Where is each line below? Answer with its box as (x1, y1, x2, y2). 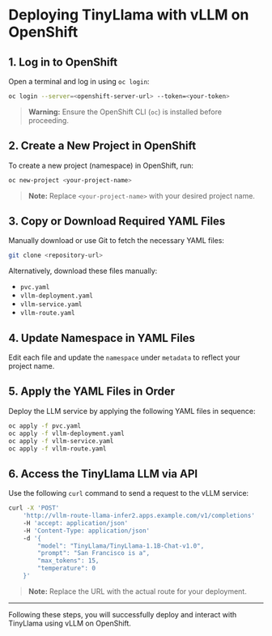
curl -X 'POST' (8, 504, 60, 512)
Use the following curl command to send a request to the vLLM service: (8, 489, 249, 498)
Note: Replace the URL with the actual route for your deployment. (28, 586, 247, 596)
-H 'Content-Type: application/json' (23, 527, 151, 535)
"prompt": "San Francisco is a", (37, 549, 151, 557)
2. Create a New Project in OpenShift (8, 139, 197, 153)
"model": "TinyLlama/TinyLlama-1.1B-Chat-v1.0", (37, 541, 205, 550)
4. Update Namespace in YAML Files (8, 331, 196, 345)
